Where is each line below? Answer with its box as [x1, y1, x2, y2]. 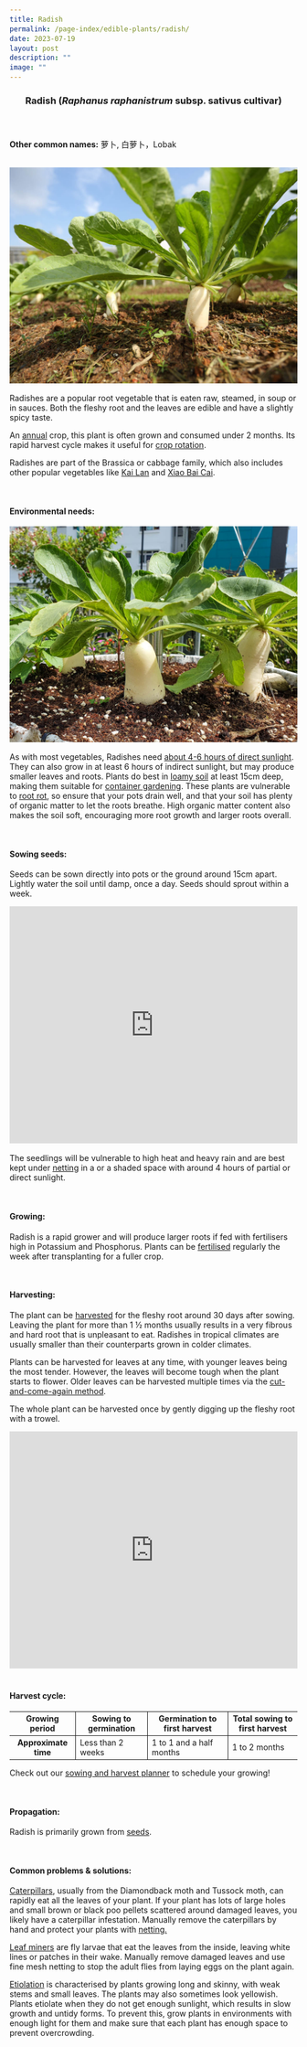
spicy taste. [9, 411, 53, 422]
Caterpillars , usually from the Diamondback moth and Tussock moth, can [9, 1885, 284, 1896]
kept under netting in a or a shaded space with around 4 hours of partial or [9, 1162, 291, 1174]
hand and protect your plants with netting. [9, 1924, 167, 1935]
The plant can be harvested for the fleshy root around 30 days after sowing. [9, 1309, 295, 1320]
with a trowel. [9, 1413, 60, 1423]
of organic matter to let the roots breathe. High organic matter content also [9, 800, 291, 811]
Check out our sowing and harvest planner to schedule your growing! [9, 1767, 271, 1778]
